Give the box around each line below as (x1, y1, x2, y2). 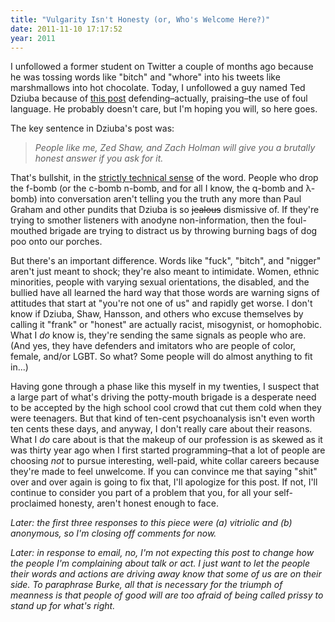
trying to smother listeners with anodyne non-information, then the (10, 214, 285, 226)
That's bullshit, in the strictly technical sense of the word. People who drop (10, 172, 319, 184)
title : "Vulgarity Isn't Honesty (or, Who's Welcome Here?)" (10, 14, 271, 25)
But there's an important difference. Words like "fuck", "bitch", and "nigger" (10, 255, 322, 267)
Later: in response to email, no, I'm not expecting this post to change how (10, 547, 315, 559)
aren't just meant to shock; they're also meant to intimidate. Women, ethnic (10, 266, 320, 278)
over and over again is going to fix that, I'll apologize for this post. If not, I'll (10, 476, 318, 488)
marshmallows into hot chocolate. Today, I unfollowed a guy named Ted (10, 82, 306, 94)
